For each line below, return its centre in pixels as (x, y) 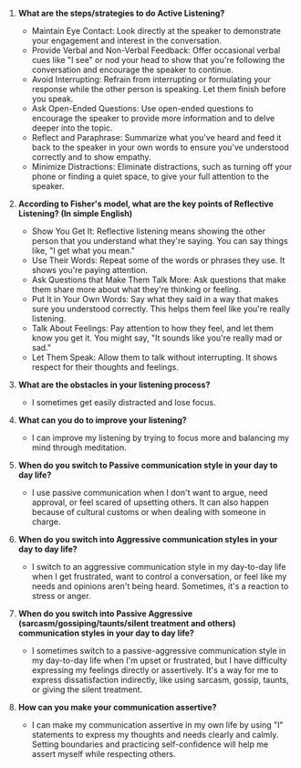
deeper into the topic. (72, 128)
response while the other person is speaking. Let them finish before (159, 89)
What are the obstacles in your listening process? (114, 384)
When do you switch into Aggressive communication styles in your (148, 539)
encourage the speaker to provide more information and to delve (153, 118)
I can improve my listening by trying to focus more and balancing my (161, 438)
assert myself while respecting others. (104, 754)
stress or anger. (61, 596)
